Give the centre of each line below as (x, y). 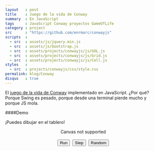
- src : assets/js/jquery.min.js (45, 42)
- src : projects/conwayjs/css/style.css (54, 70)
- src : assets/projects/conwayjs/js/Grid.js (58, 56)
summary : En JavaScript (32, 19)
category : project (25, 28)
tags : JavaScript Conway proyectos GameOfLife (59, 23)
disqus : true (22, 78)
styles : (16, 65)
